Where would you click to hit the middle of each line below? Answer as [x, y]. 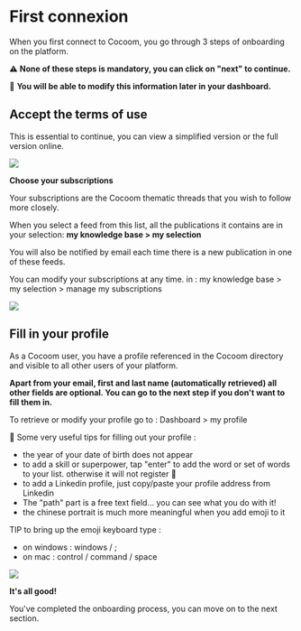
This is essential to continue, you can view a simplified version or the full [144, 136]
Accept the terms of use [78, 115]
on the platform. [39, 51]
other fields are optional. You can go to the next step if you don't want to [147, 392]
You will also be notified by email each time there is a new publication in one [151, 252]
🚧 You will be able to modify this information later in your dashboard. [141, 86]
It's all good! [33, 591]
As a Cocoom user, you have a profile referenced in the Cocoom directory [146, 356]
